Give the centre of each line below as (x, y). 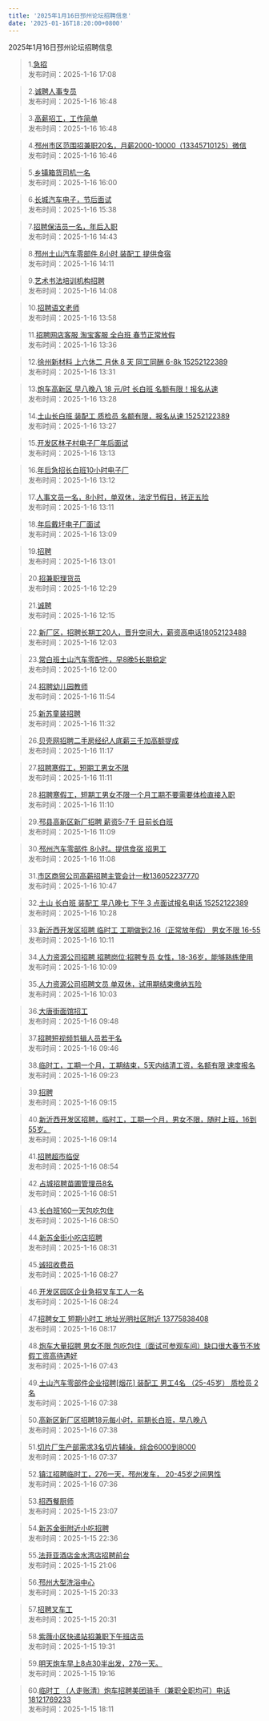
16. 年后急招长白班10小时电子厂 (78, 470)
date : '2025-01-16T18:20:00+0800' (66, 23)
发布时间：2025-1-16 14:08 (72, 290)
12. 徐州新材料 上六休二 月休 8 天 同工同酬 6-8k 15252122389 (128, 362)
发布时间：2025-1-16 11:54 (72, 696)
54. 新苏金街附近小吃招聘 (68, 1528)
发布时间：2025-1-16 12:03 (72, 642)
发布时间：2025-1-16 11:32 (72, 723)
